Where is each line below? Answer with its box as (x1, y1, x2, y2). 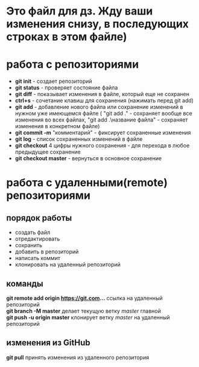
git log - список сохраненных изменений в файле (14, 135, 143, 143)
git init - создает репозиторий (14, 77, 92, 85)
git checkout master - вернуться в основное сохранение (14, 155, 162, 162)
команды (6, 278, 43, 288)
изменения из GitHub (6, 337, 90, 348)
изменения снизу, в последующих (6, 17, 189, 31)
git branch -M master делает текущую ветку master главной (6, 307, 162, 314)
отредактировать (14, 235, 60, 242)
